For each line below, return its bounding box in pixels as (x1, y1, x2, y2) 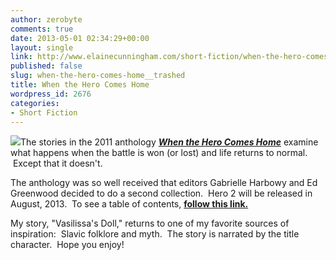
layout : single (10, 42, 74, 53)
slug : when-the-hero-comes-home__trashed (10, 71, 186, 81)
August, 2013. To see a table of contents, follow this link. (10, 198, 249, 210)
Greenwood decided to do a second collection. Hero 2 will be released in (10, 187, 313, 200)
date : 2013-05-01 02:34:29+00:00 (10, 33, 150, 43)
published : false (10, 61, 83, 71)
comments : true (10, 24, 74, 34)
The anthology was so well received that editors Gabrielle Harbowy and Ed (10, 177, 318, 189)
